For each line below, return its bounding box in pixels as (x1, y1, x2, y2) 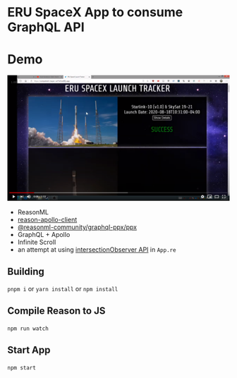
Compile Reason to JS (7, 305, 106, 317)
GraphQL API (7, 19, 85, 35)
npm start (7, 364, 37, 371)
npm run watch (7, 325, 49, 332)
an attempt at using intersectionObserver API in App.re (17, 245, 176, 254)
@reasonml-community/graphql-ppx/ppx (17, 223, 138, 231)
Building (7, 266, 44, 278)
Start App (7, 344, 51, 356)
